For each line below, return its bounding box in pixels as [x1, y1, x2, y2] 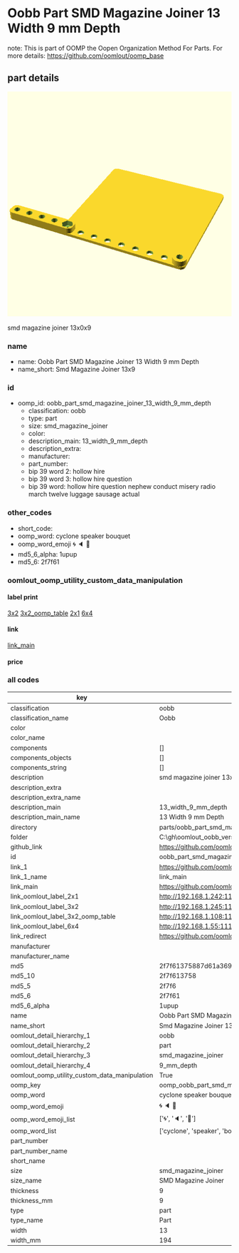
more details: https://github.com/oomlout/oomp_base [7, 51, 164, 60]
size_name [10, 1176, 42, 1185]
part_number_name [10, 1147, 68, 1155]
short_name [10, 1156, 46, 1165]
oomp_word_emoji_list [10, 1115, 75, 1124]
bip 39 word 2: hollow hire [28, 467, 105, 476]
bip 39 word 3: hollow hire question [28, 475, 132, 483]
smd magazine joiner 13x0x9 [7, 323, 92, 332]
